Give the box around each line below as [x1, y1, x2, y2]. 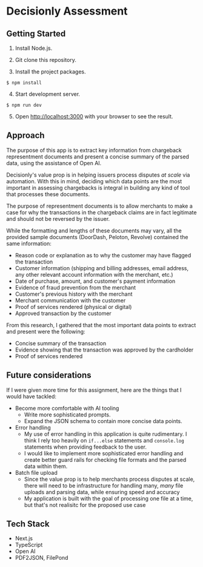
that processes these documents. [6, 190, 90, 198]
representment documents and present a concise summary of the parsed [6, 153, 190, 160]
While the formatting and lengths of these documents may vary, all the [6, 226, 182, 234]
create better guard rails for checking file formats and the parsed [24, 456, 187, 463]
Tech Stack [6, 519, 50, 529]
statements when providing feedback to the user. [24, 443, 147, 450]
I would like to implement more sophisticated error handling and [24, 449, 184, 457]
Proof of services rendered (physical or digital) [15, 303, 132, 310]
